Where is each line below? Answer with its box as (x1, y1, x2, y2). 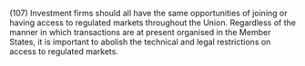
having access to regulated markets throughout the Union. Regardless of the (9, 17, 296, 28)
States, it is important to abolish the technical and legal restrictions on (9, 36, 271, 47)
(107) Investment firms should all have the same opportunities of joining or (9, 8, 288, 18)
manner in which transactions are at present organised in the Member (9, 27, 271, 37)
